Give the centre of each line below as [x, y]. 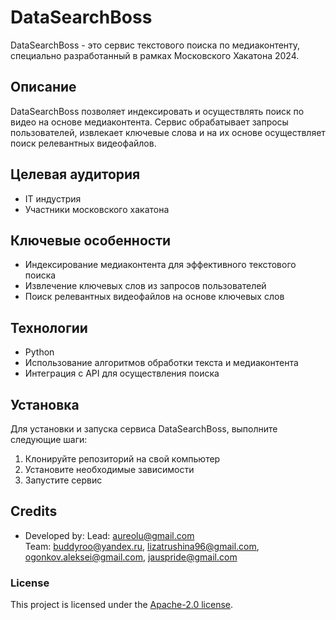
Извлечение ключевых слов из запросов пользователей [145, 286]
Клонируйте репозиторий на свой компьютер [122, 459]
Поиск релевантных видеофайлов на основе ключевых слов [154, 297]
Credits [34, 511]
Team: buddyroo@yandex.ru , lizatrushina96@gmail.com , [142, 546]
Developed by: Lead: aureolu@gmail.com [109, 535]
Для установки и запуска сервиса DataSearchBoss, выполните [144, 429]
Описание [43, 87]
